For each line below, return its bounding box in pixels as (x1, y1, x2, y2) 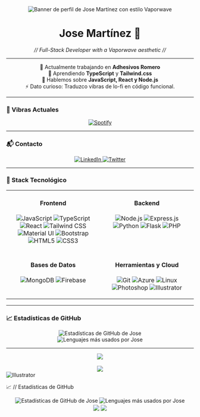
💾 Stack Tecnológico (6, 176, 67, 184)
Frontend (39, 199, 67, 207)
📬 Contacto (6, 140, 43, 148)
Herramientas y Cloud (115, 260, 179, 269)
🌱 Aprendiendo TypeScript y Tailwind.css (48, 70, 152, 77)
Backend (134, 199, 160, 207)
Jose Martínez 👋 (59, 27, 141, 41)
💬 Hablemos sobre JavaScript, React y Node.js (41, 76, 159, 83)
